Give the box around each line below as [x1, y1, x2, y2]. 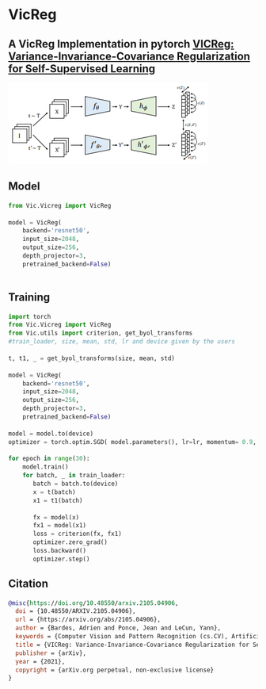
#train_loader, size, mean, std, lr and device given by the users [8, 338, 236, 346]
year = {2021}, [15, 657, 66, 665]
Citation [8, 577, 49, 591]
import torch [8, 312, 51, 320]
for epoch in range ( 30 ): [8, 454, 90, 463]
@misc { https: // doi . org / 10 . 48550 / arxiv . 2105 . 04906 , [8, 599, 179, 607]
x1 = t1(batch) [32, 496, 83, 504]
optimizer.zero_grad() [32, 538, 108, 546]
